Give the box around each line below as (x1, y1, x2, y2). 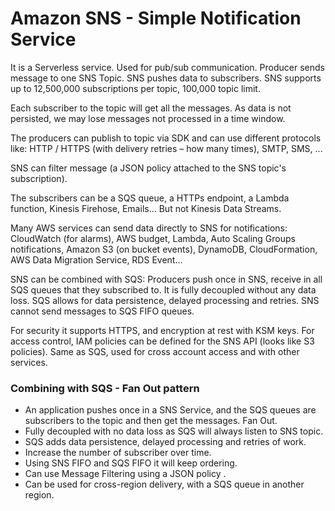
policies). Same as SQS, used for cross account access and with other (10, 345, 300, 357)
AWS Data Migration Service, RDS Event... (10, 253, 183, 266)
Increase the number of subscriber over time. (24, 447, 212, 459)
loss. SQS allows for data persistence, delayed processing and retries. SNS (10, 294, 320, 306)
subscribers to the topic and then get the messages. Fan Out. (24, 415, 278, 427)
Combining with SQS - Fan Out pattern (10, 381, 200, 395)
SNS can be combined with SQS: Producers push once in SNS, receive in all (10, 273, 323, 285)
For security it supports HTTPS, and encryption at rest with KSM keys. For (10, 324, 315, 336)
